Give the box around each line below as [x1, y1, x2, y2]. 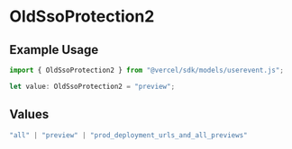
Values [9, 107, 50, 122]
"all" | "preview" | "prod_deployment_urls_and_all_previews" [9, 130, 248, 140]
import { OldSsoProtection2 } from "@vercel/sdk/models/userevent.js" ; [9, 66, 284, 74]
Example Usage [9, 42, 99, 57]
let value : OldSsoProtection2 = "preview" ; [9, 82, 176, 91]
